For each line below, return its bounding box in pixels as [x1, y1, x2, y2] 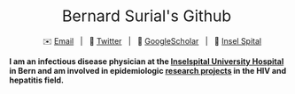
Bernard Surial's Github [61, 6, 232, 26]
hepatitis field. [9, 75, 65, 85]
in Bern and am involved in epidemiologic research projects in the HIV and [9, 65, 286, 76]
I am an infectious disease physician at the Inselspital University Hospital [9, 55, 284, 67]
